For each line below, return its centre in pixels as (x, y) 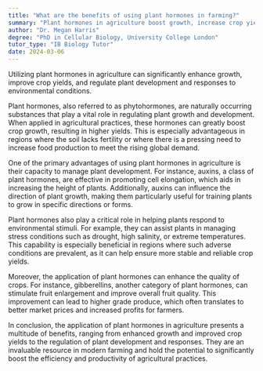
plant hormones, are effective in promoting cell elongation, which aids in (124, 180)
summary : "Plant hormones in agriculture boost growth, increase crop (126, 23)
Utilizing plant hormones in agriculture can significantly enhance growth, (125, 74)
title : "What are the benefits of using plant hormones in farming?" (124, 15)
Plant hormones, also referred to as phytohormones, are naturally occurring (130, 106)
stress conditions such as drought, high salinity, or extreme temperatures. (127, 236)
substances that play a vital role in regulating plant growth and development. (131, 114)
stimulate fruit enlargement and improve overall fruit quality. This (112, 293)
